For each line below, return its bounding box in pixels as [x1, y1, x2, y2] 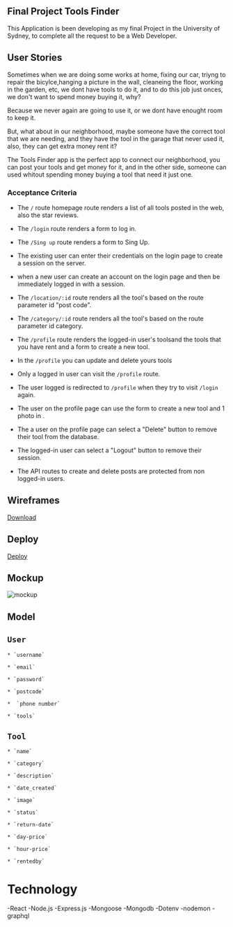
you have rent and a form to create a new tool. [17, 342, 150, 351]
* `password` [7, 676, 45, 683]
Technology [7, 881, 78, 897]
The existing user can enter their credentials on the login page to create [17, 251, 223, 260]
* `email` [7, 663, 36, 671]
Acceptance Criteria [7, 188, 77, 198]
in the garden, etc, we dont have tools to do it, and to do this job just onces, [7, 85, 223, 94]
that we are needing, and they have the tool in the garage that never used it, [7, 134, 225, 142]
